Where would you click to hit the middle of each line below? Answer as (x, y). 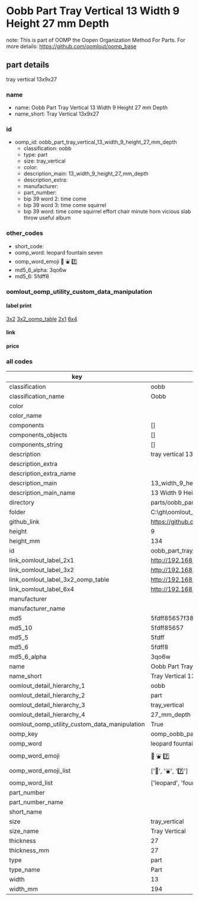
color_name (25, 415)
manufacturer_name (37, 608)
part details (28, 65)
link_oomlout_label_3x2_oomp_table (59, 580)
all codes (20, 361)
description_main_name (42, 493)
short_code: (29, 246)
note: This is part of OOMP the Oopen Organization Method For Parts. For (96, 40)
